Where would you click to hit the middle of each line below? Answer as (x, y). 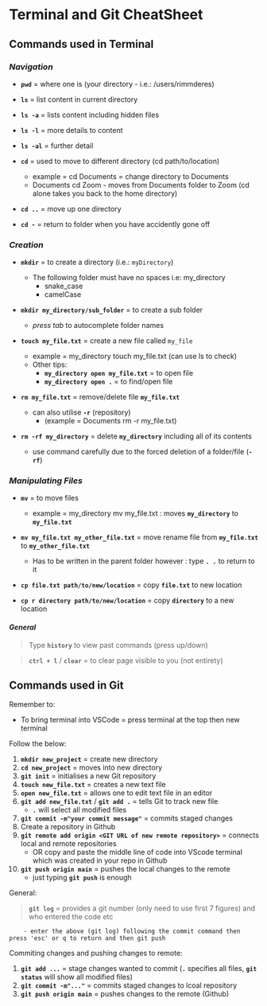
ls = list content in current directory (79, 99)
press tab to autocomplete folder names (98, 326)
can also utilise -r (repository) (81, 412)
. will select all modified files (79, 810)
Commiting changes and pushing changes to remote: (96, 953)
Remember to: (32, 704)
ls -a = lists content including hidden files (90, 115)
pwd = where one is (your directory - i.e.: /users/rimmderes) (118, 84)
